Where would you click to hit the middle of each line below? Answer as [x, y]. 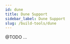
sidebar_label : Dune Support [35, 19]
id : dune [14, 10]
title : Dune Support [27, 14]
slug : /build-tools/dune [31, 23]
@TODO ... [16, 37]
